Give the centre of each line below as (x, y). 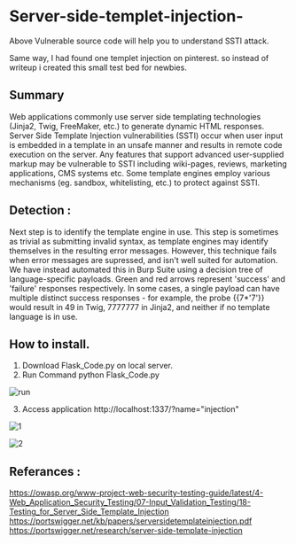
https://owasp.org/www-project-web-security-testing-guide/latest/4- (136, 493)
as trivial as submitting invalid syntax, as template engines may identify (139, 241)
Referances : (45, 471)
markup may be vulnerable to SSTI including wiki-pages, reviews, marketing (148, 163)
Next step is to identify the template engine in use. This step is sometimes (144, 231)
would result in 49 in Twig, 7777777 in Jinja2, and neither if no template (140, 307)
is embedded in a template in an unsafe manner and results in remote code (146, 144)
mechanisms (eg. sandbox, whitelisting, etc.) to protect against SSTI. (135, 183)
